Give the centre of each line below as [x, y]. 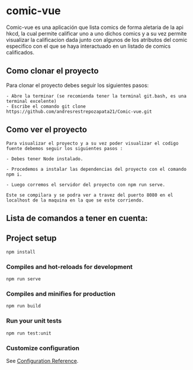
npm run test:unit [29, 333]
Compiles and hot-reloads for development [70, 267]
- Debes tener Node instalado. [45, 159]
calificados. [20, 52]
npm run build [24, 306]
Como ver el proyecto [47, 130]
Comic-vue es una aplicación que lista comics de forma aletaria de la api [95, 27]
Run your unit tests [34, 321]
